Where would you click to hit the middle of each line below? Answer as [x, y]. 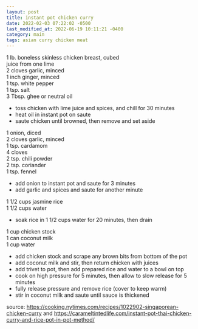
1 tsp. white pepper [30, 83]
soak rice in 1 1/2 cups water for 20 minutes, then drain [84, 220]
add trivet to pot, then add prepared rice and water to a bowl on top [99, 269]
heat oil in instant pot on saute [53, 114]
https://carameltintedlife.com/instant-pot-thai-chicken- [123, 313]
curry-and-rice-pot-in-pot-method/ [51, 320]
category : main [26, 35]
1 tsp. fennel [22, 171]
